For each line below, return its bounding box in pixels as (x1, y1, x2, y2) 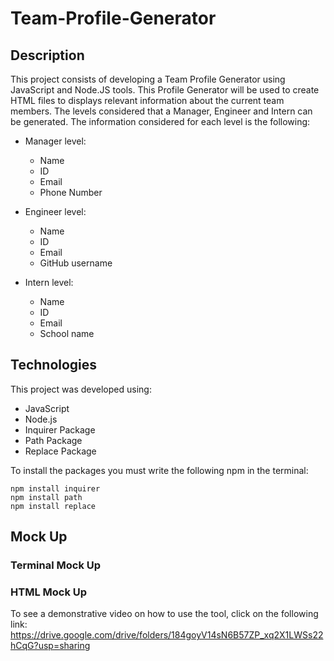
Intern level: (24, 277, 74, 288)
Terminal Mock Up (10, 558, 102, 572)
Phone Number (39, 187, 103, 198)
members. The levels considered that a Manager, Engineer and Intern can (10, 105, 313, 117)
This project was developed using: (10, 383, 152, 395)
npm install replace (10, 501, 97, 511)
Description (10, 47, 85, 64)
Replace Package (24, 445, 97, 457)
